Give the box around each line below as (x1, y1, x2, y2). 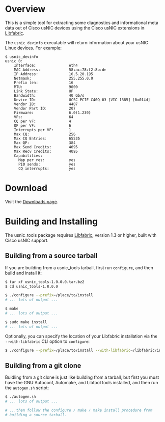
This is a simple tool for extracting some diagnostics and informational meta (5, 20, 159, 26)
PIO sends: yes (18, 162, 76, 167)
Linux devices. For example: (5, 45, 62, 51)
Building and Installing (5, 216, 98, 227)
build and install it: (5, 270, 42, 276)
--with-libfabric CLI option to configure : (5, 338, 90, 344)
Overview (5, 3, 46, 15)
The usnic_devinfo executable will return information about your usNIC (5, 39, 149, 45)
